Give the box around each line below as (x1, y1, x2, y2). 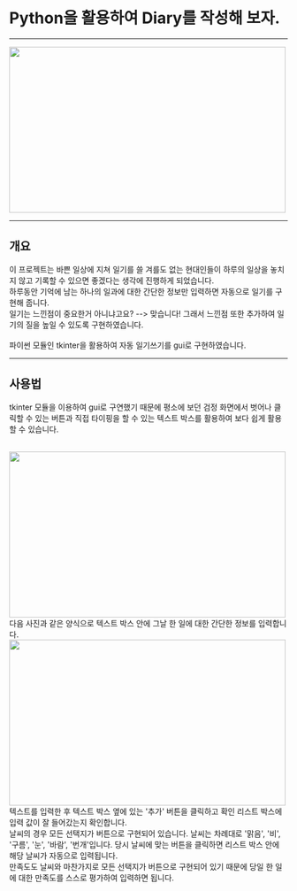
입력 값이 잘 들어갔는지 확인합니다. (9, 817, 127, 827)
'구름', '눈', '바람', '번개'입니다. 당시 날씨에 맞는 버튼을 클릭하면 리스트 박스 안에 (9, 839, 280, 849)
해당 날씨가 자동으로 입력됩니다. (9, 850, 118, 861)
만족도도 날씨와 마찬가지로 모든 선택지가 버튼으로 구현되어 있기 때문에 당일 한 (9, 861, 274, 872)
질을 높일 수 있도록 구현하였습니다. (25, 319, 144, 330)
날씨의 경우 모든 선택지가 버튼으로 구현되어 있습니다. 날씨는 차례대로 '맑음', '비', (9, 828, 281, 839)
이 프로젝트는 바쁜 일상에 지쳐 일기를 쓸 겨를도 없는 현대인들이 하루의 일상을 (9, 264, 269, 274)
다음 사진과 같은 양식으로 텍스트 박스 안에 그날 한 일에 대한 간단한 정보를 (9, 618, 256, 628)
